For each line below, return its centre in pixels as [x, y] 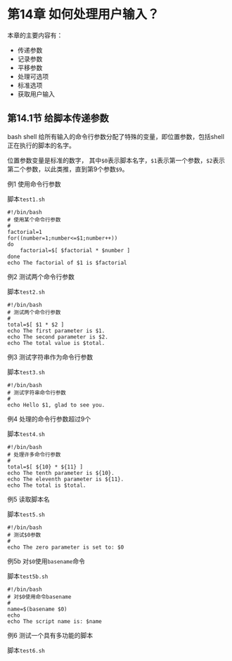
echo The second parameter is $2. [58, 337]
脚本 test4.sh [26, 433]
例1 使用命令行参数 [34, 184]
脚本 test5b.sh [28, 576]
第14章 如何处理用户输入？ [83, 14]
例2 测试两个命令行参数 [41, 276]
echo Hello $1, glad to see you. [56, 405]
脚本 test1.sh [26, 199]
